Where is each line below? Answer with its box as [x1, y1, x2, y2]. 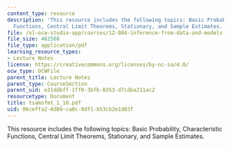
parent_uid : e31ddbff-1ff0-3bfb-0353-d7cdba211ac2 [7, 87, 155, 93]
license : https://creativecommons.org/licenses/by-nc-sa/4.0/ [7, 61, 189, 68]
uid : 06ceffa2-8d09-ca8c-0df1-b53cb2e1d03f [7, 106, 134, 113]
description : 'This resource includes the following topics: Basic [7, 16, 205, 23]
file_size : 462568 [7, 36, 60, 43]
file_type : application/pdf [7, 42, 88, 49]
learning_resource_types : [7, 49, 81, 56]
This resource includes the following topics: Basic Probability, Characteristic [7, 124, 223, 133]
